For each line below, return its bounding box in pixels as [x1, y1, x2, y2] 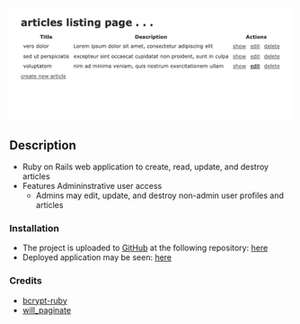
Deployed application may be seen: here [22, 252, 172, 263]
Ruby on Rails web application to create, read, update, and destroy [22, 161, 269, 173]
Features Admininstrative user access [22, 181, 163, 192]
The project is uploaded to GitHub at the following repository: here [22, 242, 269, 254]
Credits [9, 274, 42, 287]
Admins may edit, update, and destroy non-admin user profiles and [35, 190, 285, 201]
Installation [9, 221, 60, 234]
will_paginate [22, 304, 72, 315]
